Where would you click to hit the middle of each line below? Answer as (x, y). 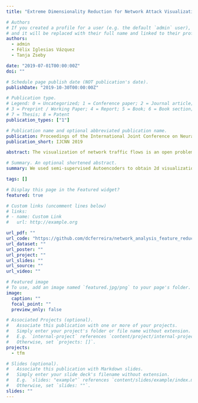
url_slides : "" (25, 260)
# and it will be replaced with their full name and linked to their (93, 33)
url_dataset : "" (26, 244)
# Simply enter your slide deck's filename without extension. (88, 375)
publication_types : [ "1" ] (38, 120)
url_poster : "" (25, 249)
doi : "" (16, 71)
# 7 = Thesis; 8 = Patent (38, 114)
